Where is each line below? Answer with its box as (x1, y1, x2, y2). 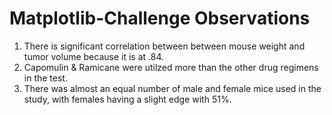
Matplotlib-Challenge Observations (9, 7, 311, 30)
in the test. (23, 72, 68, 84)
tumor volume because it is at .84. (23, 50, 165, 62)
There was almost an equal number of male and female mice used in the (23, 82, 322, 94)
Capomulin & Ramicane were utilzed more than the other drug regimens (23, 61, 319, 73)
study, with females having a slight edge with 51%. (23, 93, 232, 105)
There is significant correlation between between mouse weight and (23, 40, 306, 52)
